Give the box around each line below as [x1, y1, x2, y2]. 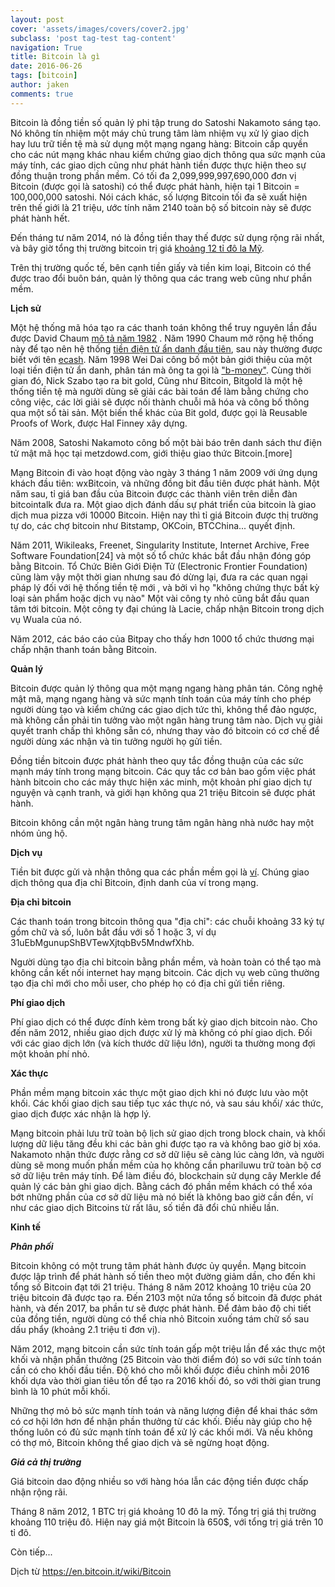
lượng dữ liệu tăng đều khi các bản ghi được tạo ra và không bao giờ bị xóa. [10, 1137, 322, 1150]
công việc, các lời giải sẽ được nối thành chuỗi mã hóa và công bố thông [10, 396, 310, 408]
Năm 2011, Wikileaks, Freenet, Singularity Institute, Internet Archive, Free [10, 539, 310, 551]
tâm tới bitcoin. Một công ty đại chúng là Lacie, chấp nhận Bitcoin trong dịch [10, 602, 325, 615]
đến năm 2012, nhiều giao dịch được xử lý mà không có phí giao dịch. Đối [10, 1026, 313, 1038]
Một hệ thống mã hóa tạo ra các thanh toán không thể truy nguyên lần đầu [10, 321, 318, 333]
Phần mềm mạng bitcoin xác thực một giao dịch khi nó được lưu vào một [10, 1086, 309, 1098]
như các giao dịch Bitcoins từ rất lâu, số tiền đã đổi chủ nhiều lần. [10, 1201, 280, 1213]
